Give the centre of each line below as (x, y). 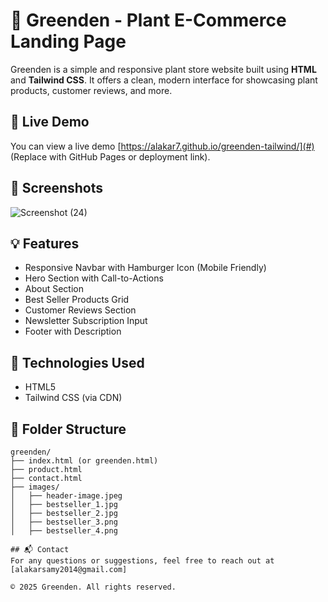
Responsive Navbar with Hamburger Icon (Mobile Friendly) (145, 268)
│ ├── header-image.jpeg (66, 496)
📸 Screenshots (57, 188)
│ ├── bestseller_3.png (64, 522)
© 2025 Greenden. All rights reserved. (93, 587)
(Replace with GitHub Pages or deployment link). (110, 156)
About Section (54, 289)
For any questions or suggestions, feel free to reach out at (142, 561)
